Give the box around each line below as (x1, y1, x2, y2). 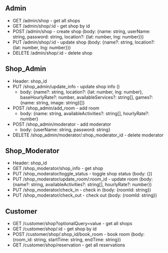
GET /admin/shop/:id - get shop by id (12, 23, 90, 29)
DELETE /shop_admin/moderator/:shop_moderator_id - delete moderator (12, 132, 164, 138)
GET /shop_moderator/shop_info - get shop (12, 165, 103, 171)
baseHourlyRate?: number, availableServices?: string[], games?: (20, 94, 153, 100)
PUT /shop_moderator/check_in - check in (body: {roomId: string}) (12, 187, 151, 193)
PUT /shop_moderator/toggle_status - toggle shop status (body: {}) (12, 171, 153, 177)
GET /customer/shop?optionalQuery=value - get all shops (12, 221, 133, 227)
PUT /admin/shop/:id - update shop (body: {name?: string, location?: (12, 39, 155, 45)
